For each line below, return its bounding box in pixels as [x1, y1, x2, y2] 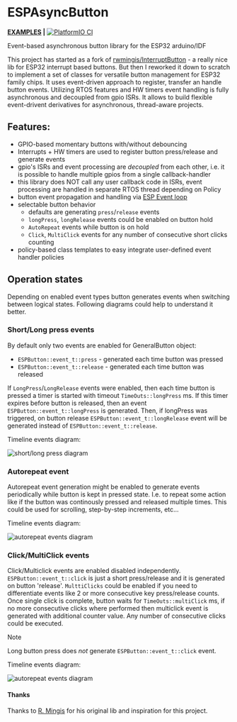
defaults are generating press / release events [28, 207, 160, 216]
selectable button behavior [17, 200, 96, 209]
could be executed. [7, 619, 64, 628]
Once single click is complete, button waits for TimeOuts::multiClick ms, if [7, 596, 225, 605]
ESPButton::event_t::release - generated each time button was [17, 362, 204, 371]
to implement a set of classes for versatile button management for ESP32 [7, 70, 221, 79]
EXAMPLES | [7, 28, 46, 36]
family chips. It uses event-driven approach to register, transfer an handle [7, 77, 222, 86]
